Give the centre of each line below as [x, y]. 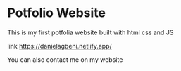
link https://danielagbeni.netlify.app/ [60, 46]
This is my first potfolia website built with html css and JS [90, 32]
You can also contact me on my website [65, 59]
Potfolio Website [57, 13]
